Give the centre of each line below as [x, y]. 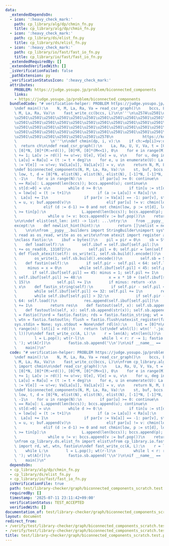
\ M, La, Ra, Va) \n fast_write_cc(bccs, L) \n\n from [73, 362]
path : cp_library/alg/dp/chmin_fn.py [54, 24]
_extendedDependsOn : [31, 15]
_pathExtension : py [30, 76]
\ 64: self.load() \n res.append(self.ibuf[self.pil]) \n [86, 301]
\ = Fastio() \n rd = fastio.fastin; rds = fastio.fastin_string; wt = [89, 315]
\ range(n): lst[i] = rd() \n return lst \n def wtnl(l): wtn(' [83, 329]
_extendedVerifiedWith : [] [38, 66]
